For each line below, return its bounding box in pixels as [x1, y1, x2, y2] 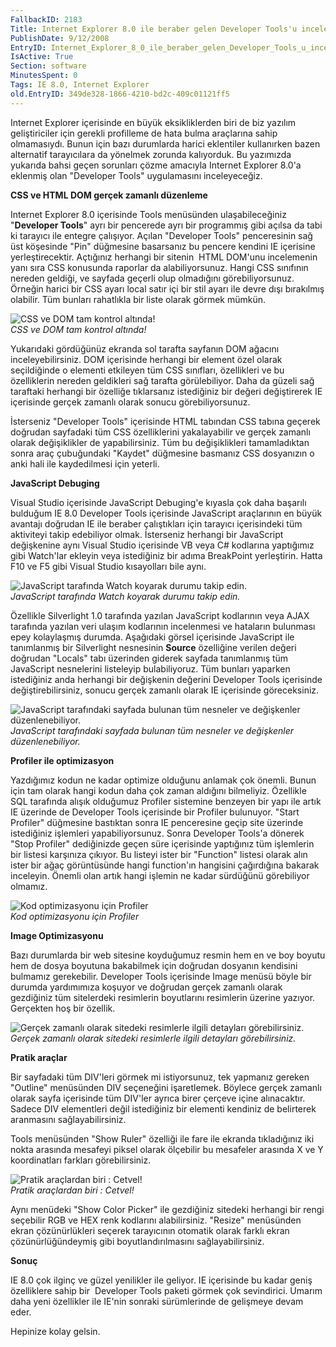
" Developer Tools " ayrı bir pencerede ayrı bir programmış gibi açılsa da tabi [10, 219, 323, 231]
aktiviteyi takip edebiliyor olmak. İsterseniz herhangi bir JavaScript [10, 528, 284, 540]
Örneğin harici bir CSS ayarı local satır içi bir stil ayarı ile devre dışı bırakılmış [10, 282, 325, 295]
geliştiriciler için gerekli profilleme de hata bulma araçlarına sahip [10, 127, 278, 139]
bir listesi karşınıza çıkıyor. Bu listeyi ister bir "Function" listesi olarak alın [10, 848, 308, 860]
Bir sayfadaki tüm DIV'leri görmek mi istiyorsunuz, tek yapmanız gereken [10, 1071, 310, 1083]
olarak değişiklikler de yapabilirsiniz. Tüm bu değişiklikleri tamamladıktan [10, 436, 310, 448]
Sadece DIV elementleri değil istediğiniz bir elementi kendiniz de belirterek [10, 1102, 317, 1115]
